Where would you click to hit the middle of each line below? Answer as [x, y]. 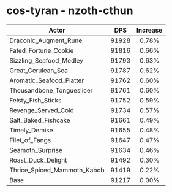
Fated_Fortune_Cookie [42, 50]
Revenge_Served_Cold [42, 110]
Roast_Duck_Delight [38, 160]
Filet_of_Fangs [30, 140]
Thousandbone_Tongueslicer [51, 90]
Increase [150, 30]
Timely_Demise [31, 130]
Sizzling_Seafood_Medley [47, 60]
